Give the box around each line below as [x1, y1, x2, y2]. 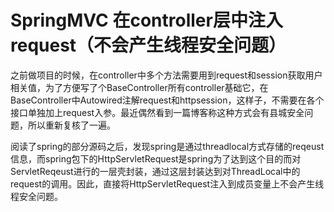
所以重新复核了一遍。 [27, 119, 116, 131]
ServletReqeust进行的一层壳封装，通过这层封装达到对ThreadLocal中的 [10, 165, 301, 177]
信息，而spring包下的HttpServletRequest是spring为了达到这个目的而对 [10, 152, 302, 165]
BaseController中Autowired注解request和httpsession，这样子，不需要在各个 [10, 94, 325, 106]
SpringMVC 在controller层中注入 [10, 9, 283, 32]
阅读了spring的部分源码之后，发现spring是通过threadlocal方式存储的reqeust [10, 140, 325, 152]
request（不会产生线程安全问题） [10, 34, 287, 57]
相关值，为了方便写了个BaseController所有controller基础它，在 [10, 81, 269, 93]
